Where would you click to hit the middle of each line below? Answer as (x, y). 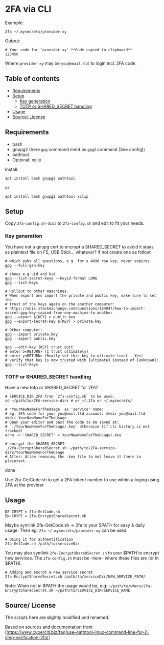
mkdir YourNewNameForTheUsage (36, 418)
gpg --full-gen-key (25, 265)
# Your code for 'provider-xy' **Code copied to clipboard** (69, 50)
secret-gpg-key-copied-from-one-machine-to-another (59, 313)
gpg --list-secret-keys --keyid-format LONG (51, 278)
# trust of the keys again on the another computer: (60, 304)
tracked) (14, 431)
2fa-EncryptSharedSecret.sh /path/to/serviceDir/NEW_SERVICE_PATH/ (75, 577)
